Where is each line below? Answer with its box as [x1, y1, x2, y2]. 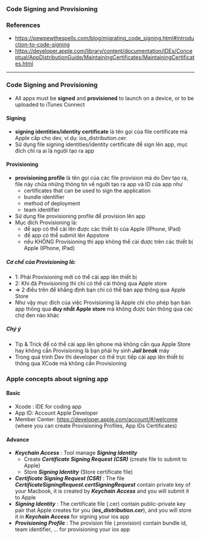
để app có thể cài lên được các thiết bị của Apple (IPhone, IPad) [23, 225, 181, 233]
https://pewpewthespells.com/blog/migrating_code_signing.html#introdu [14, 35, 194, 42]
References [6, 20, 41, 29]
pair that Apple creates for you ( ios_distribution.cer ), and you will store [14, 507, 191, 514]
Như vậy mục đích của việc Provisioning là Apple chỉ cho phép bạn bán [14, 299, 191, 306]
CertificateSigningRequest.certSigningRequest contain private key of [14, 481, 191, 489]
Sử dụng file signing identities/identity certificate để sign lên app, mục [14, 141, 188, 148]
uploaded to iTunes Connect [14, 101, 85, 108]
